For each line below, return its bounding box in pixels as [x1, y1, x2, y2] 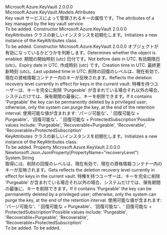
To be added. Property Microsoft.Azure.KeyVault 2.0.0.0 [5, 144, 121, 150]
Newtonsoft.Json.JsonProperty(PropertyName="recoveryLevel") [5, 150, 139, 155]
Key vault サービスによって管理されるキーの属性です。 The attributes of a [5, 15, 155, 21]
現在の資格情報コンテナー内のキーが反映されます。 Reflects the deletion [5, 75, 152, 80]
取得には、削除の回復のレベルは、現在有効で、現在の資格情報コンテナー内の [5, 161, 163, 167]
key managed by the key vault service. [5, 21, 85, 26]
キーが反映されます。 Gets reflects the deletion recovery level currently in [5, 167, 155, 173]
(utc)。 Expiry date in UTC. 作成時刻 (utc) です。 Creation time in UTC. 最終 [5, 62, 157, 68]
